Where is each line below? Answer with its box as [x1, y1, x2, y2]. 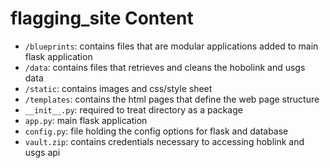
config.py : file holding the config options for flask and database [24, 125, 289, 137]
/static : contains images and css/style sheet [24, 82, 213, 94]
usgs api [24, 146, 61, 158]
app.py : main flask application [24, 114, 148, 126]
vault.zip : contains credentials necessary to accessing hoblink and [24, 135, 305, 147]
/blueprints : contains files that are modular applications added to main [24, 40, 319, 52]
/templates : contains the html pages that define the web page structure [24, 93, 320, 105]
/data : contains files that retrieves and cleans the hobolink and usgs [24, 61, 306, 73]
